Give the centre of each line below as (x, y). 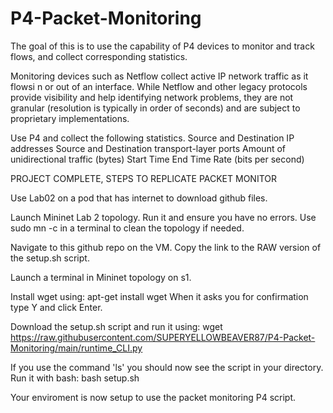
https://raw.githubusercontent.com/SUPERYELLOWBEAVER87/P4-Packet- (163, 337)
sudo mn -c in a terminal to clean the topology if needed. (127, 228)
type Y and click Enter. (56, 307)
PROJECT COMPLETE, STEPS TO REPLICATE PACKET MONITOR (143, 178)
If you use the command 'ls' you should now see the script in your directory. (167, 367)
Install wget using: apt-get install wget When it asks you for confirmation (159, 296)
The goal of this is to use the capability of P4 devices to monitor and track (162, 46)
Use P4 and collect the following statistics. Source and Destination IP (152, 138)
